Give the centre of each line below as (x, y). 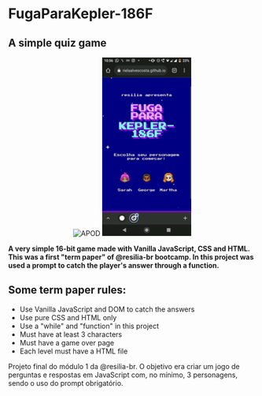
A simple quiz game (57, 43)
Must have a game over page (67, 342)
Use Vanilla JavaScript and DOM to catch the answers (107, 309)
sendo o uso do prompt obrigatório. (66, 383)
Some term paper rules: (67, 290)
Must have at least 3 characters (71, 334)
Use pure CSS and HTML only (68, 317)
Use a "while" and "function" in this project (89, 326)
